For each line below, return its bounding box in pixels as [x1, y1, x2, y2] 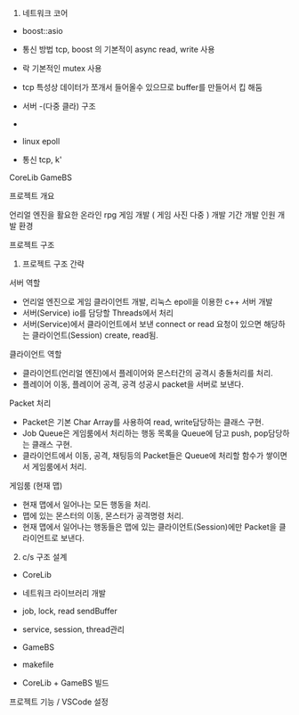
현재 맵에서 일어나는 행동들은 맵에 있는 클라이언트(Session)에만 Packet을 [21, 522, 278, 532]
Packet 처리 [9, 398, 52, 408]
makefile [21, 659, 54, 670]
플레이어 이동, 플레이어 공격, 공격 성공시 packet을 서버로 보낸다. [21, 379, 245, 390]
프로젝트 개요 [9, 191, 55, 201]
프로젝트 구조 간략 [21, 259, 85, 269]
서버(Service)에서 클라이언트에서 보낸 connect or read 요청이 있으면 [21, 319, 263, 329]
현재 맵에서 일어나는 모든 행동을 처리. [21, 499, 151, 510]
